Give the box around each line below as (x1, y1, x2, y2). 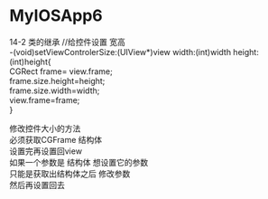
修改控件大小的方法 (9, 123, 81, 134)
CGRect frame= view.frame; (9, 65, 113, 77)
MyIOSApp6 (9, 5, 104, 26)
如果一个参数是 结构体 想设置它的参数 (9, 156, 149, 167)
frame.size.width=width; (9, 85, 100, 96)
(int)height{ (9, 56, 51, 67)
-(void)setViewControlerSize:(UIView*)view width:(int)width (9, 46, 232, 57)
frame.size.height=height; (9, 75, 106, 86)
